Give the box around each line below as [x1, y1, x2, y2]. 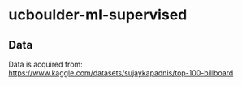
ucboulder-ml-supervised [8, 6, 188, 24]
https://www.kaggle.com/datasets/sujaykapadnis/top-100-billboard [8, 68, 234, 78]
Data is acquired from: [8, 59, 83, 69]
